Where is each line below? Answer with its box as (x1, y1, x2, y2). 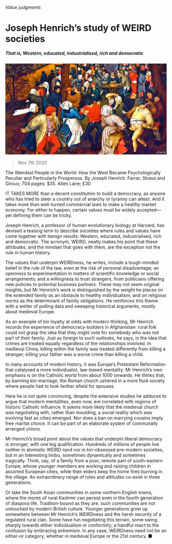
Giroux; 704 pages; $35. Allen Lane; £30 (5, 180, 91, 187)
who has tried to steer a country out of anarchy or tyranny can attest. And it (5, 196, 165, 202)
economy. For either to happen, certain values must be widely (5, 207, 136, 213)
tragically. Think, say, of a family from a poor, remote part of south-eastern (5, 458, 163, 464)
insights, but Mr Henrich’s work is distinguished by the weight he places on (5, 287, 164, 293)
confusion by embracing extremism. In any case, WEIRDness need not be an (5, 528, 167, 534)
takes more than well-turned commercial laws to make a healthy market (5, 201, 157, 208)
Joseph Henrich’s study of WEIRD (5, 22, 152, 33)
